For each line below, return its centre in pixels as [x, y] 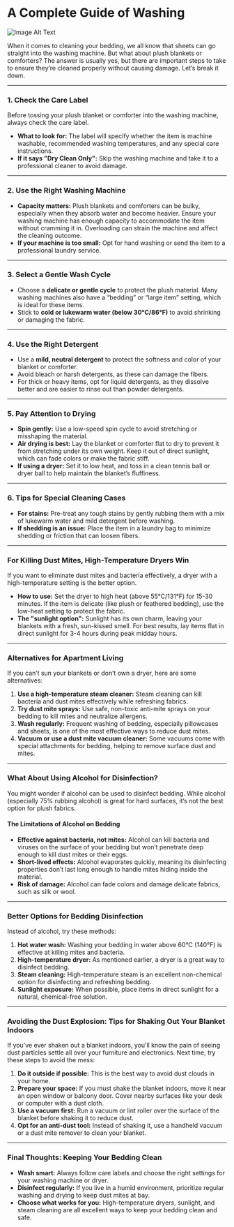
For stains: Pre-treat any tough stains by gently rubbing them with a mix [121, 513]
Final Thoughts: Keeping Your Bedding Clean [85, 1158]
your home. [34, 1081]
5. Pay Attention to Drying [52, 414]
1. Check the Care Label [48, 100]
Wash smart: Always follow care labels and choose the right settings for [121, 1173]
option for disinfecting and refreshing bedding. [84, 982]
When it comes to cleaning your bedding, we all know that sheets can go [111, 45]
